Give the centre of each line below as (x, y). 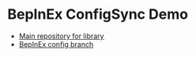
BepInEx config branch (56, 44)
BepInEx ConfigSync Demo (98, 14)
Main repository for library (61, 36)
